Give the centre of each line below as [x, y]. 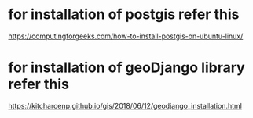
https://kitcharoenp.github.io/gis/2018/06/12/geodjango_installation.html [125, 105]
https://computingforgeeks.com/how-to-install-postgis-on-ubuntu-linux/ [126, 36]
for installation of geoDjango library [126, 68]
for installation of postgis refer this [124, 14]
